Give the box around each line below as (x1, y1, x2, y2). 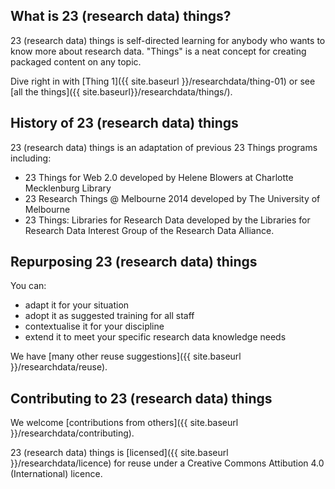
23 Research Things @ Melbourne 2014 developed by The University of (24, 192, 321, 204)
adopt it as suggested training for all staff (24, 310, 195, 322)
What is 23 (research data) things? (10, 8, 232, 25)
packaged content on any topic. (10, 55, 142, 68)
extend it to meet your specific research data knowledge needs (24, 331, 287, 343)
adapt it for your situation (24, 299, 130, 311)
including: (10, 152, 52, 164)
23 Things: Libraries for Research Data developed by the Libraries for (24, 214, 311, 226)
